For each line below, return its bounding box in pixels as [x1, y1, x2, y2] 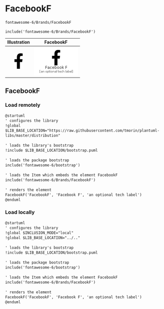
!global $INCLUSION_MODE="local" [5, 230, 74, 235]
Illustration [7, 39, 31, 45]
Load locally [5, 209, 35, 216]
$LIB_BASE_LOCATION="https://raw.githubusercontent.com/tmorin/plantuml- [5, 128, 160, 133]
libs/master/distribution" [5, 133, 61, 138]
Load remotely [5, 101, 41, 108]
